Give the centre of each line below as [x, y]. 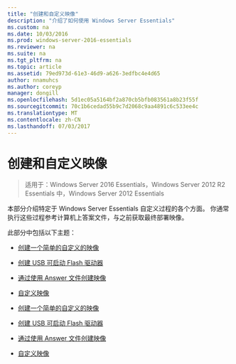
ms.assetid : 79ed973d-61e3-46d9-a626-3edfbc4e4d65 [84, 73]
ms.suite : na [27, 54]
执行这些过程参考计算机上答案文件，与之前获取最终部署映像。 [98, 218]
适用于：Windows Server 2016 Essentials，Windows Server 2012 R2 [125, 185]
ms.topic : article [34, 67]
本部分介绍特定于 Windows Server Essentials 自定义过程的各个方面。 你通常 [118, 209]
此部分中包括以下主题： [42, 232]
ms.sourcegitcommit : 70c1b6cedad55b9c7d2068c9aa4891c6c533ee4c [103, 107]
